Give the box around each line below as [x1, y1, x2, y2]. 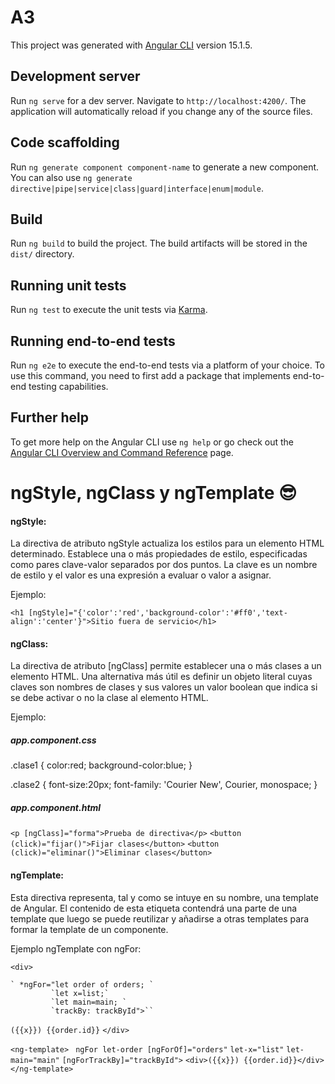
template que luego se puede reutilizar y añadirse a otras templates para [10, 912, 310, 925]
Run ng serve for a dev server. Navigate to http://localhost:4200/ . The [10, 94, 307, 106]
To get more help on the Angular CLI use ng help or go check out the [10, 436, 294, 448]
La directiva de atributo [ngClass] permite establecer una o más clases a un [10, 660, 322, 672]
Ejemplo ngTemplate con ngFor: [10, 942, 142, 955]
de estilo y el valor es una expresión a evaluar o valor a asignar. [10, 569, 272, 581]
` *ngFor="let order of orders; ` [10, 979, 155, 990]
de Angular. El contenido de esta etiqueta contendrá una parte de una [10, 902, 298, 914]
